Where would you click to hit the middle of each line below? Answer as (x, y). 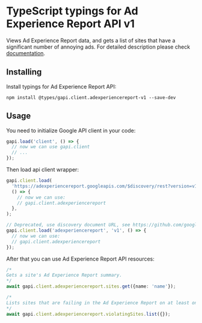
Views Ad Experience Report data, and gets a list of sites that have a (91, 40)
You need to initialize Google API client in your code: (71, 130)
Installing (24, 72)
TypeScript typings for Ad (72, 11)
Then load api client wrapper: (43, 170)
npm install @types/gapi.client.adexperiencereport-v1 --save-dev (91, 97)
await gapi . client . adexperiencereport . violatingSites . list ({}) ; (88, 314)
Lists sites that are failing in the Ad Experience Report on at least (98, 303)
